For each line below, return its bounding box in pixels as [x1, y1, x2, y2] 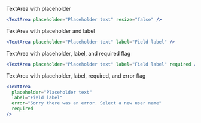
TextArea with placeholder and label [6, 27, 95, 35]
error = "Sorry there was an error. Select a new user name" [11, 100, 162, 106]
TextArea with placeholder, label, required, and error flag [6, 72, 146, 79]
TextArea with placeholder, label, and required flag [6, 50, 131, 57]
